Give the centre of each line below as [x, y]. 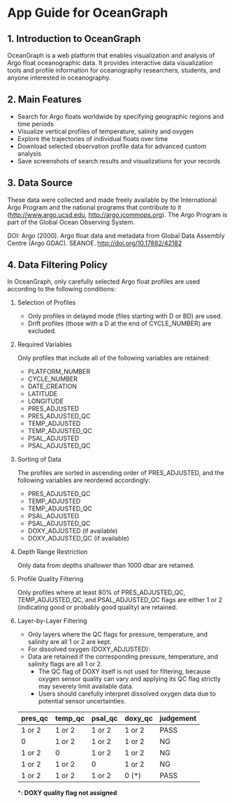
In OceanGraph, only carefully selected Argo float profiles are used [104, 282]
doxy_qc [139, 719]
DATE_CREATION [52, 386]
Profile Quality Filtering [50, 579]
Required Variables [44, 344]
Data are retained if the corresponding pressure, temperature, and [123, 657]
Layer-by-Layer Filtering [52, 621]
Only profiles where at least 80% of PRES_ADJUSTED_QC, [101, 592]
